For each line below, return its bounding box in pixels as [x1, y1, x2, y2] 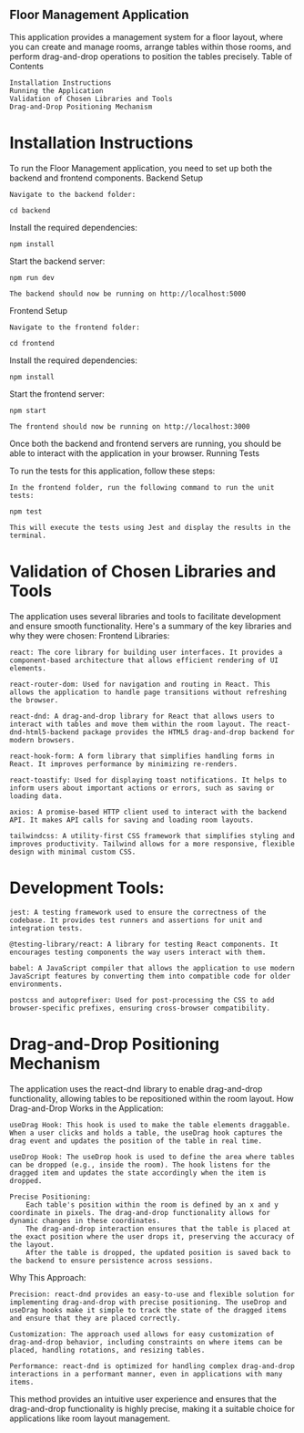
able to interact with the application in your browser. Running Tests [9, 447, 260, 459]
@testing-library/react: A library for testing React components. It [9, 940, 279, 949]
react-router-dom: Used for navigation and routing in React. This [9, 680, 271, 689]
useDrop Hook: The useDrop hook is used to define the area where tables [9, 1152, 296, 1161]
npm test [9, 506, 43, 516]
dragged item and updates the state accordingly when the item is [9, 1168, 267, 1178]
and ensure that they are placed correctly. [9, 1314, 181, 1323]
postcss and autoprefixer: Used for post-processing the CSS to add [9, 995, 275, 1004]
